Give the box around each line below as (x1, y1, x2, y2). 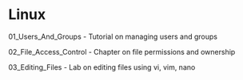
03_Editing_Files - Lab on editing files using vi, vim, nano (8, 62, 196, 72)
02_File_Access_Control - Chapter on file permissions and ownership (8, 47, 236, 56)
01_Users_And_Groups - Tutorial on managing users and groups (8, 32, 218, 41)
